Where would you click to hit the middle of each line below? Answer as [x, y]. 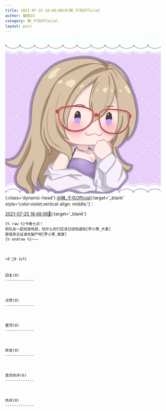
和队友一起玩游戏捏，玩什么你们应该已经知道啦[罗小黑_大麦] [58, 229]
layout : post [19, 26]
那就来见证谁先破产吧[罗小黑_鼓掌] [36, 235]
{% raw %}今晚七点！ [24, 224]
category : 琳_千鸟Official [32, 21]
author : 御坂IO [20, 16]
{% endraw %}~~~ [22, 240]
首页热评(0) [16, 375]
